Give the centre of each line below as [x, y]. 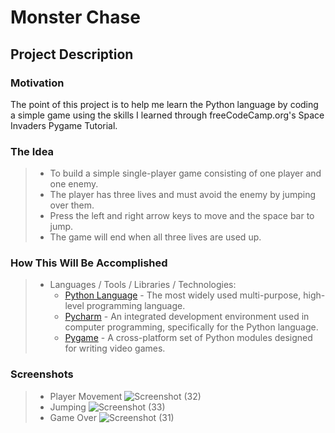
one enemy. [74, 184]
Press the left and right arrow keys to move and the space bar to [182, 216]
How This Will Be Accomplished [89, 263]
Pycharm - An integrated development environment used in [187, 317]
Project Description [72, 54]
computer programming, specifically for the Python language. [191, 327]
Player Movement [86, 396]
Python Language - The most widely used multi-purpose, [183, 295]
